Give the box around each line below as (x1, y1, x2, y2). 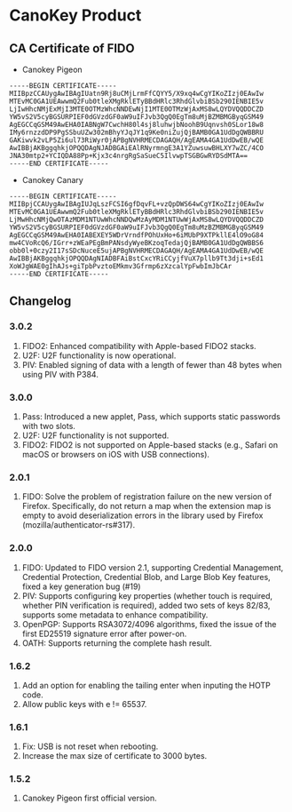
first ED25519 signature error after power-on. (21, 628, 187, 639)
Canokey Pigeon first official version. (21, 792, 157, 804)
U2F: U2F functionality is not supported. (21, 430, 170, 441)
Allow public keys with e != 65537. (21, 698, 147, 709)
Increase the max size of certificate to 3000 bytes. (21, 751, 208, 761)
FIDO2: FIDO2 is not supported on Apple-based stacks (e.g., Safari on (21, 439, 278, 450)
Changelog (9, 294, 72, 309)
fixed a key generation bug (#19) (21, 581, 141, 592)
